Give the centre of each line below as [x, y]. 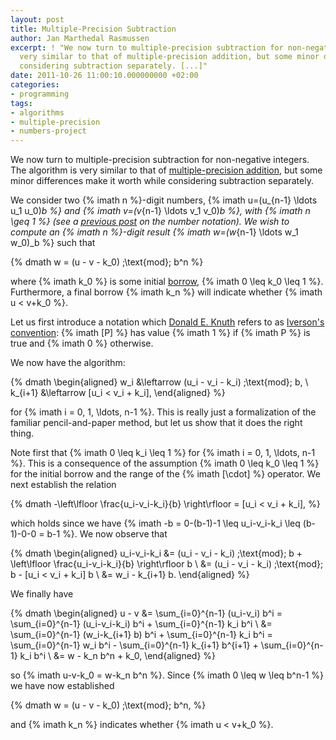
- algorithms [37, 112]
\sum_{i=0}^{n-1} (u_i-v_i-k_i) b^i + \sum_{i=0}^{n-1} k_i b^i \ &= [141, 624]
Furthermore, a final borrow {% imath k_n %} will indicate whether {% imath [166, 292]
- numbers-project [48, 131]
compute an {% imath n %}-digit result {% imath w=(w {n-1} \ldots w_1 [154, 232]
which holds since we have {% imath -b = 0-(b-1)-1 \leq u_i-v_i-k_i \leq [155, 523]
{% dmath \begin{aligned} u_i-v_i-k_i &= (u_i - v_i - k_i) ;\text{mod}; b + [156, 553]
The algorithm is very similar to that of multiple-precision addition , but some [166, 170]
